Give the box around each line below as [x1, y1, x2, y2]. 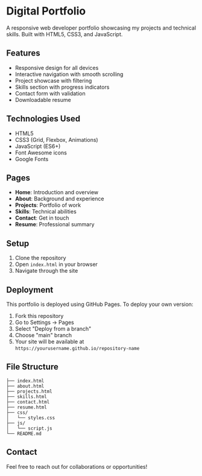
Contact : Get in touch [14, 214, 69, 221]
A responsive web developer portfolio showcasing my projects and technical [6, 24, 197, 31]
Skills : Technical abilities [14, 208, 77, 215]
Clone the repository [14, 255, 66, 262]
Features [6, 48, 40, 59]
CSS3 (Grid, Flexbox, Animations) [14, 136, 98, 143]
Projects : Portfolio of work [14, 202, 81, 209]
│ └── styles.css [6, 414, 55, 420]
